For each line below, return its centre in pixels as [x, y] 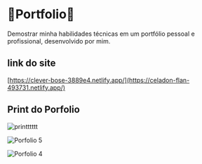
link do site [32, 63]
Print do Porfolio [44, 110]
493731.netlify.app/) [36, 88]
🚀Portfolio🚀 [41, 14]
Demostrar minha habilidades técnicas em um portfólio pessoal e [101, 34]
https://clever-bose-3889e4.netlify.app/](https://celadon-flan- [100, 80]
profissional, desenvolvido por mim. [59, 41]
